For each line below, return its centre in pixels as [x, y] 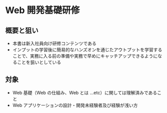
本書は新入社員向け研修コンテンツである [54, 43]
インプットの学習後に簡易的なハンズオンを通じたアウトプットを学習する [87, 50]
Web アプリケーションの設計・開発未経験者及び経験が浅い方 [75, 105]
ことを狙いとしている [39, 62]
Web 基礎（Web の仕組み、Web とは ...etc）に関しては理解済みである [85, 92]
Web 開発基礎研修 [43, 10]
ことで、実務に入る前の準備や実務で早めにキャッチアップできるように [85, 56]
